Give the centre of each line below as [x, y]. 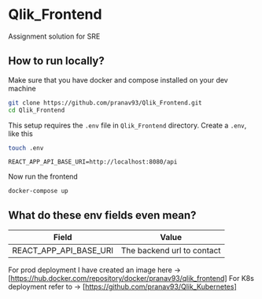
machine [22, 88]
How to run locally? [56, 61]
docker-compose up [38, 191]
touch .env [26, 148]
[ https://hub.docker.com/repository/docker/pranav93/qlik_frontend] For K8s [131, 279]
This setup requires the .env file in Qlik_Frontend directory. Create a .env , [127, 125]
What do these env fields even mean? [102, 215]
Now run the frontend [43, 177]
